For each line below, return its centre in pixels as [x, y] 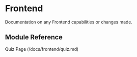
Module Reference [34, 37]
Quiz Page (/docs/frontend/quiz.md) [42, 49]
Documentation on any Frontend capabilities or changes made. [69, 22]
